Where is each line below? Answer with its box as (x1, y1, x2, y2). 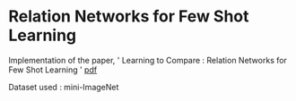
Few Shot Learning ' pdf (8, 64, 98, 75)
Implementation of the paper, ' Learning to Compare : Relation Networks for (8, 55, 288, 65)
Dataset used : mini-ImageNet (8, 81, 119, 92)
